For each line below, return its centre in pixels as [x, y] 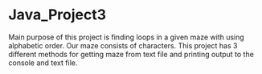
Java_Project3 [57, 15]
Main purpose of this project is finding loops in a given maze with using [127, 37]
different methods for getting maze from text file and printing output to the [131, 54]
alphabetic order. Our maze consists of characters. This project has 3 [123, 45]
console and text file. [43, 63]
